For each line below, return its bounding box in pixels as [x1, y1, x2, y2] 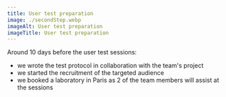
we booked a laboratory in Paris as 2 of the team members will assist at [16, 76, 220, 85]
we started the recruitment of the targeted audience [16, 69, 165, 77]
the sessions [16, 83, 54, 91]
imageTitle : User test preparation [7, 29, 109, 36]
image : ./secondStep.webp [7, 17, 81, 23]
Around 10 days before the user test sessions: [7, 48, 137, 56]
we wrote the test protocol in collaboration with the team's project [16, 61, 204, 69]
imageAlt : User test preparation [7, 23, 103, 30]
